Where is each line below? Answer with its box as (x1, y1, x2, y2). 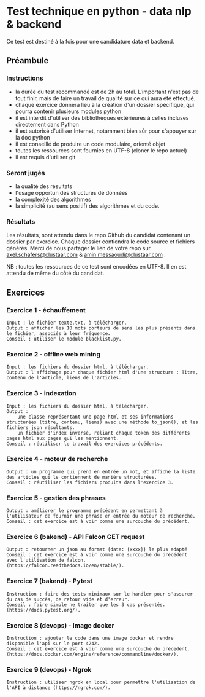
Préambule (6, 55, 49, 66)
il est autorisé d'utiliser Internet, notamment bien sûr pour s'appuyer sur (15, 127, 197, 135)
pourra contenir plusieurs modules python (15, 108, 122, 115)
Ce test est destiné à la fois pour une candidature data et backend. (6, 37, 174, 45)
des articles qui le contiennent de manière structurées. (6, 474, 157, 480)
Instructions (6, 74, 44, 82)
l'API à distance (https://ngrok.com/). (6, 685, 111, 691)
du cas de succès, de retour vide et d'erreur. (6, 596, 130, 602)
